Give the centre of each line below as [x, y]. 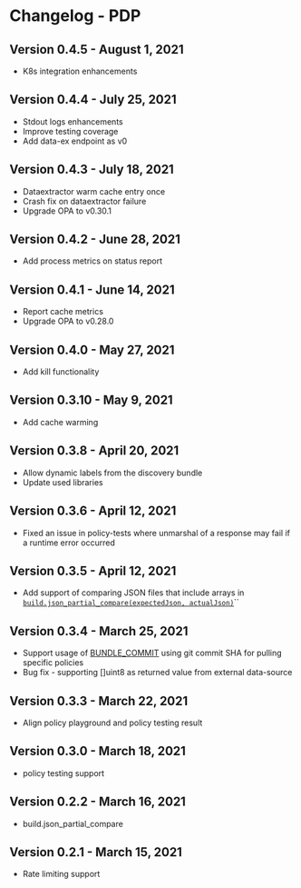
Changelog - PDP [75, 16]
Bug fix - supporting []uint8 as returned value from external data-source [157, 673]
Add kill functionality [61, 372]
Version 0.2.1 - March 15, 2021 [96, 852]
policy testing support [63, 773]
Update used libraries [63, 482]
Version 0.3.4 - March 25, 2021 [99, 631]
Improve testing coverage [70, 131]
